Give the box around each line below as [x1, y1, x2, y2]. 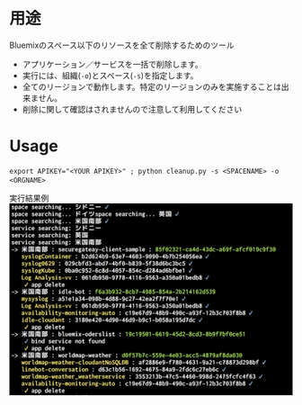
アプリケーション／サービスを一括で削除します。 [22, 58, 204, 69]
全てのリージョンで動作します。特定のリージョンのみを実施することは [22, 81, 281, 92]
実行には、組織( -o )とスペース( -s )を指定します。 [22, 69, 199, 81]
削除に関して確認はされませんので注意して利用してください [22, 103, 243, 114]
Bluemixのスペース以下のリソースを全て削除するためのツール [9, 40, 235, 50]
